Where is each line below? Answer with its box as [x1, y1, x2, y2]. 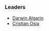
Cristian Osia [12, 20, 39, 26]
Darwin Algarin [12, 15, 44, 21]
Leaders [5, 4, 26, 11]
